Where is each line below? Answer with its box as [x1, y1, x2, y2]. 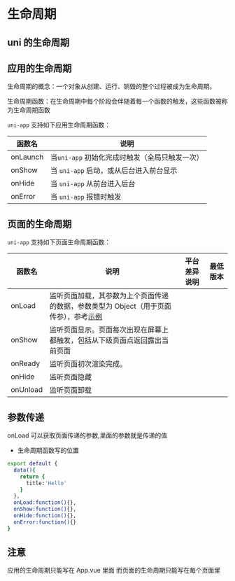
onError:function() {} [13, 519, 77, 526]
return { [20, 473, 45, 480]
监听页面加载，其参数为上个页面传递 [49, 291, 169, 301]
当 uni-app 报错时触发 [50, 192, 122, 202]
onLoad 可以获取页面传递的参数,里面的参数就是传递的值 [7, 431, 168, 440]
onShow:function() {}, [13, 505, 77, 513]
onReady [10, 358, 41, 368]
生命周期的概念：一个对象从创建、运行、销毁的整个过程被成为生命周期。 [7, 82, 215, 91]
